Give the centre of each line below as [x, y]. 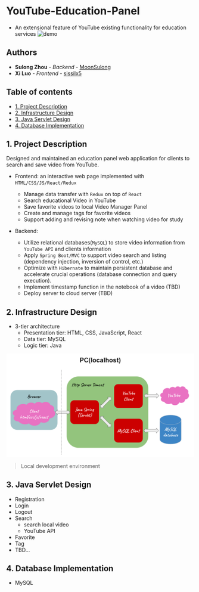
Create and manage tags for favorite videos [77, 213]
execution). [38, 281]
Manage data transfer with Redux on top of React [83, 194]
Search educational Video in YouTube [70, 200]
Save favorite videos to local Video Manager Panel [85, 207]
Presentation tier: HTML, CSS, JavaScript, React [83, 333]
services [25, 33]
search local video [46, 524]
